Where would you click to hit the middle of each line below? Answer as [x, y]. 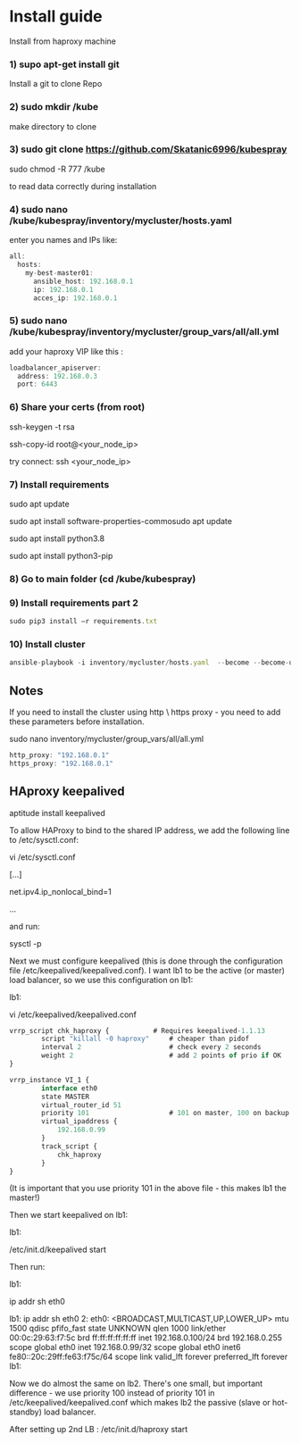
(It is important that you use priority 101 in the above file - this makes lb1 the [148, 1189]
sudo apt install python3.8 [57, 538]
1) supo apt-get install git [64, 64]
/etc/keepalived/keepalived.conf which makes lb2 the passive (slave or [140, 1403]
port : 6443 [37, 384]
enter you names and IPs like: [63, 240]
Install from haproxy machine [62, 41]
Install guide [56, 17]
